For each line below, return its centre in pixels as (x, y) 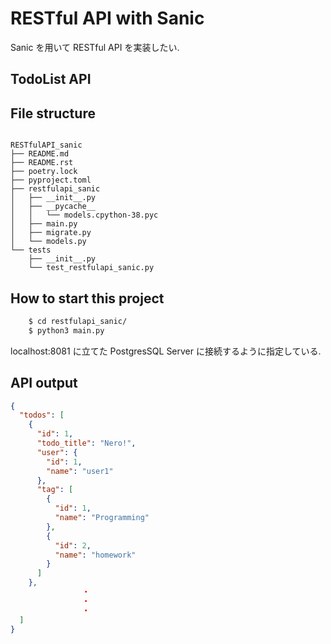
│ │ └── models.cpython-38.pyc (84, 215)
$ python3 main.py (66, 330)
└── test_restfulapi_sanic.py (91, 268)
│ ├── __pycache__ (53, 207)
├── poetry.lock (44, 172)
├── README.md (40, 154)
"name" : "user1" (80, 471)
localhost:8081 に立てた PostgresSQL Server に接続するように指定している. (166, 351)
